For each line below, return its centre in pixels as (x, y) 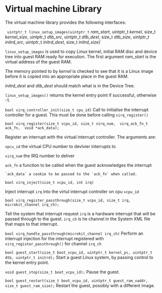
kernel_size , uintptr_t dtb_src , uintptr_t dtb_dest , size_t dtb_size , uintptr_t (77, 37)
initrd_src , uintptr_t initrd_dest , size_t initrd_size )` (53, 42)
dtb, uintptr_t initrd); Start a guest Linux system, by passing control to (79, 257)
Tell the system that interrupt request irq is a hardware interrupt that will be (80, 213)
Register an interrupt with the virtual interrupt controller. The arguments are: (81, 137)
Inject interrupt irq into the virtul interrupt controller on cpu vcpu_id (72, 191)
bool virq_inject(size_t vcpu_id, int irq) (50, 182)
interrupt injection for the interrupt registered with (54, 238)
